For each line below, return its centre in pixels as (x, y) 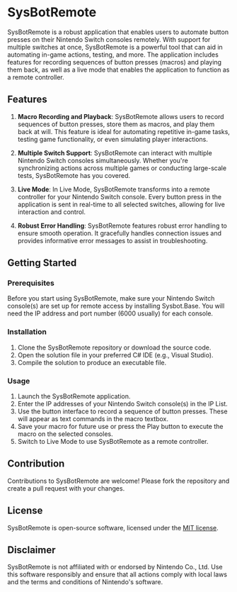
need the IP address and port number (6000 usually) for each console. (110, 313)
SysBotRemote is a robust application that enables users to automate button (118, 32)
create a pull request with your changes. (66, 488)
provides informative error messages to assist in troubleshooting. (112, 240)
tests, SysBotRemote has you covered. (74, 175)
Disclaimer (31, 550)
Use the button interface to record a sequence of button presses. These (122, 411)
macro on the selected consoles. (65, 434)
